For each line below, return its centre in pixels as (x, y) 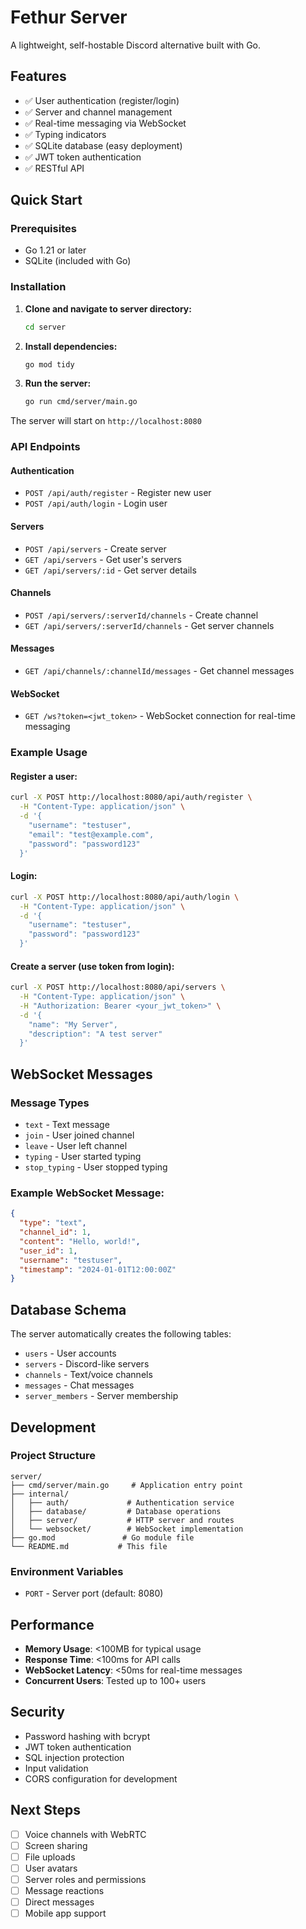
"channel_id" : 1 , (55, 1232)
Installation (38, 287)
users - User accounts (70, 1353)
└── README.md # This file (89, 1546)
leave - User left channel (76, 1146)
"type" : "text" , (53, 1223)
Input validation (56, 1768)
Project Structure (53, 1456)
